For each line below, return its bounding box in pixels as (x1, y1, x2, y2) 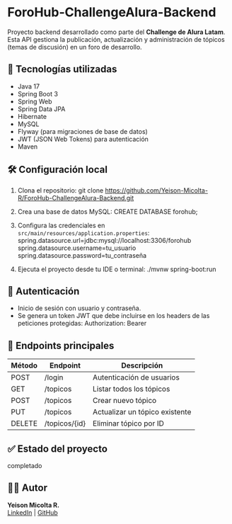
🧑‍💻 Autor (7, 482, 48, 494)
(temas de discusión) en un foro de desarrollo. (7, 42, 143, 51)
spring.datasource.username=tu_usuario (17, 244, 137, 252)
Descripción (121, 360, 163, 370)
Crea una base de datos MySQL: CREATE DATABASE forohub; (17, 207, 198, 216)
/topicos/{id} (44, 418, 86, 428)
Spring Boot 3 (17, 89, 59, 98)
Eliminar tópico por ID (93, 418, 165, 428)
